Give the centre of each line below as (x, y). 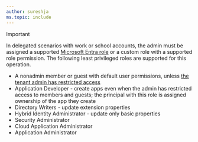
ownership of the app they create (55, 101)
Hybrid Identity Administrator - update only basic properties (87, 114)
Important (18, 34)
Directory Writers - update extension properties (72, 107)
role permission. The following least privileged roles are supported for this (96, 58)
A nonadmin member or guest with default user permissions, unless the (102, 76)
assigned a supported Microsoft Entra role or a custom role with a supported (99, 51)
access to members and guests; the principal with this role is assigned (100, 95)
